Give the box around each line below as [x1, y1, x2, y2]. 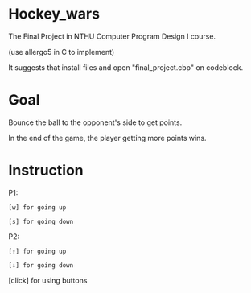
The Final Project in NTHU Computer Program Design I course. [8, 31, 216, 41]
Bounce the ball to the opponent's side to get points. [8, 118, 183, 127]
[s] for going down [8, 217, 74, 225]
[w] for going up [8, 203, 67, 212]
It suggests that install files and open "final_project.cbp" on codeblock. [8, 62, 244, 72]
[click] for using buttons [8, 275, 88, 285]
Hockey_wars [8, 5, 101, 23]
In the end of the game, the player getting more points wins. [8, 133, 207, 142]
